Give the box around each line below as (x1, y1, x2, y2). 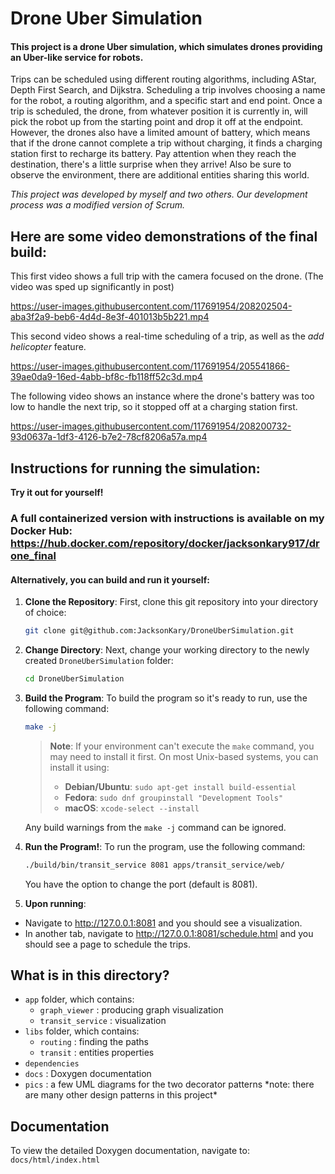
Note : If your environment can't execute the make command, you (49, 740, 315, 752)
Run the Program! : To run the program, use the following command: (24, 840, 306, 852)
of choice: (24, 607, 67, 619)
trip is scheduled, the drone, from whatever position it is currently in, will (10, 105, 308, 117)
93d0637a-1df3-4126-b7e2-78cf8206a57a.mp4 (10, 431, 208, 443)
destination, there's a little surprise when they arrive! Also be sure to (10, 158, 292, 171)
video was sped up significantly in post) (10, 281, 175, 293)
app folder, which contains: (24, 993, 135, 1006)
